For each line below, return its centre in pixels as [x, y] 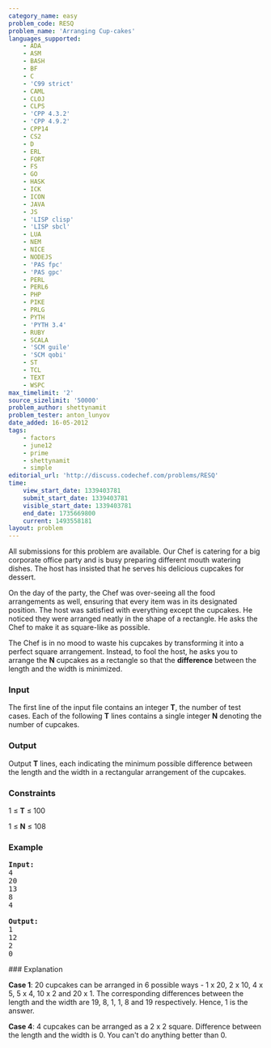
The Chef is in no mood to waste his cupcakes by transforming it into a [126, 643]
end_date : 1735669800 [59, 513]
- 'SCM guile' [47, 348]
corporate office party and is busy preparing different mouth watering [125, 560]
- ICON [34, 197]
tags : [17, 430]
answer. [21, 1011]
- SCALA [36, 340]
